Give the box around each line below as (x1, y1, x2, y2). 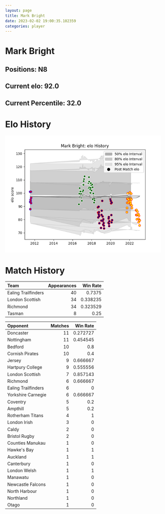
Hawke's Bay (7, 447, 34, 453)
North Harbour (7, 488, 37, 494)
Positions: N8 (5, 65, 48, 74)
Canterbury (7, 461, 31, 467)
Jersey (7, 358, 21, 364)
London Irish (7, 420, 33, 425)
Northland (7, 495, 28, 501)
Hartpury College (7, 364, 42, 371)
